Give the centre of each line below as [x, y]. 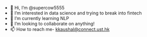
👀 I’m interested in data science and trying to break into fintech [76, 13]
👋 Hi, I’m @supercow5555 [37, 8]
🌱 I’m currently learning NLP [40, 18]
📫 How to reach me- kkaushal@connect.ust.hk [60, 29]
